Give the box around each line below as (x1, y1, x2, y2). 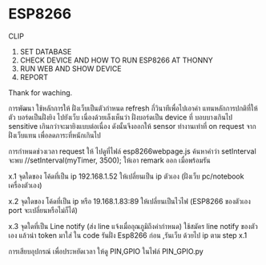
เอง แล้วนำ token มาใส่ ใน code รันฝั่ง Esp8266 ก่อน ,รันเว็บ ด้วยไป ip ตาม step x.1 (8, 230, 248, 240)
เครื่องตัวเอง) (8, 180, 42, 190)
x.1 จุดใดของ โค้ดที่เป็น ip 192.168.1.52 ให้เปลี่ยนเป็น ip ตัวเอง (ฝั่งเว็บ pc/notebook (8, 171, 244, 181)
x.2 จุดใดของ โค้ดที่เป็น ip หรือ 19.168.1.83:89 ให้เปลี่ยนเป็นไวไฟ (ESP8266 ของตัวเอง (8, 196, 251, 206)
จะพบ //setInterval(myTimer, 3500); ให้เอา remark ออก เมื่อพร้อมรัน (8, 155, 211, 165)
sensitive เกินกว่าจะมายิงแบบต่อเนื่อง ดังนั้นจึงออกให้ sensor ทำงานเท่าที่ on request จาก (8, 121, 256, 130)
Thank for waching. (8, 87, 73, 97)
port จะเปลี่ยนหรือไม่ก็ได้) (8, 205, 79, 215)
